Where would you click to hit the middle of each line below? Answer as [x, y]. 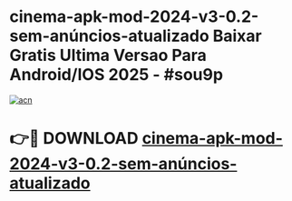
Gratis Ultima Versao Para [108, 55]
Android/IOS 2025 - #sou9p [117, 75]
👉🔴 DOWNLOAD [74, 139]
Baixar [237, 36]
